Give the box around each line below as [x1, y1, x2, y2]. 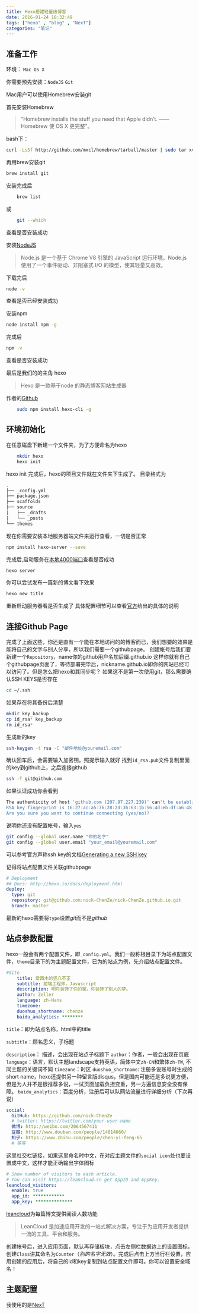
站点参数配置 [6, 933, 53, 944]
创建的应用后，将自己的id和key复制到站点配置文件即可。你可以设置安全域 [11, 1258, 191, 1265]
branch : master [11, 903, 49, 909]
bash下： [6, 135, 29, 143]
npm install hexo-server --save [6, 544, 86, 550]
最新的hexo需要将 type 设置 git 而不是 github [6, 914, 108, 922]
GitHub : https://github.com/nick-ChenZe [11, 1112, 113, 1118]
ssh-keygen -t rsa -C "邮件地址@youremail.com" [6, 745, 123, 751]
